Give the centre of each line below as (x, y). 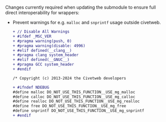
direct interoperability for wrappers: (42, 13)
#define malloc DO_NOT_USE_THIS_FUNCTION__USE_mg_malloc (74, 92)
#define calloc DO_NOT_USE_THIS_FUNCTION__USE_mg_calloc (74, 97)
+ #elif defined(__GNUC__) (41, 60)
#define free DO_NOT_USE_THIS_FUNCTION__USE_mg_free (69, 106)
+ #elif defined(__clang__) (42, 50)
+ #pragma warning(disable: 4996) (49, 46)
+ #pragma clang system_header (46, 55)
